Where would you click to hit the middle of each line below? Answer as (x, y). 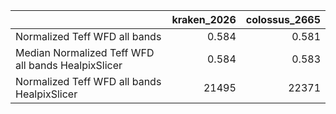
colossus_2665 (283, 19)
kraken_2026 (204, 19)
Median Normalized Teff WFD (85, 52)
